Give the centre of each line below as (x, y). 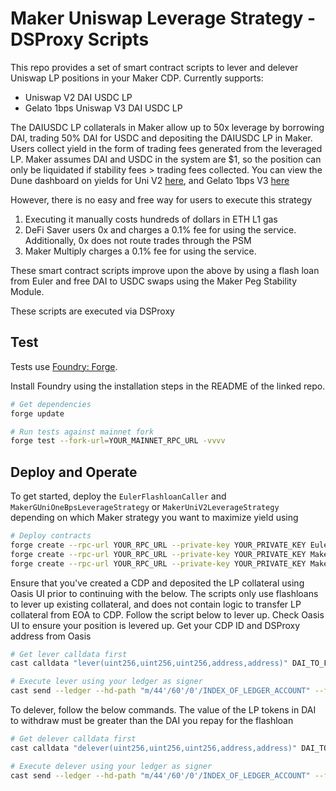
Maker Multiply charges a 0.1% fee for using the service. (140, 251)
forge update (37, 413)
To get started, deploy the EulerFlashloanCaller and (118, 496)
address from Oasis (51, 636)
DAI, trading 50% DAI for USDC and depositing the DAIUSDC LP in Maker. (161, 138)
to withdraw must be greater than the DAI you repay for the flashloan (152, 721)
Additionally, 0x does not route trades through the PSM (138, 240)
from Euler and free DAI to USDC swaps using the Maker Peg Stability (153, 281)
